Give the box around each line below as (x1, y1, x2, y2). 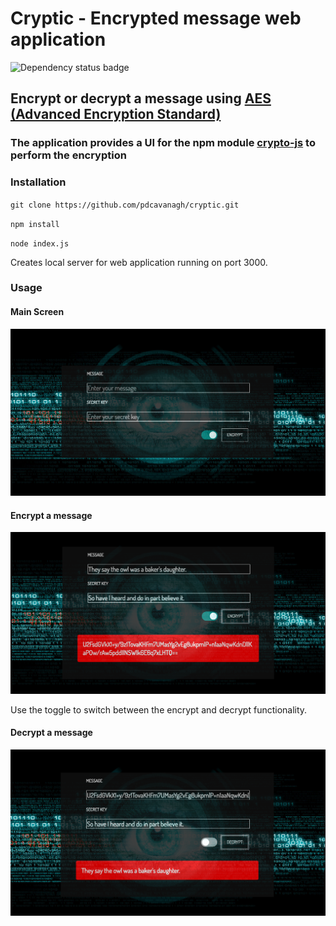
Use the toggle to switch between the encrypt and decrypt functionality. (10, 703, 308, 716)
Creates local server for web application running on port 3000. (10, 256, 268, 268)
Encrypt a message (10, 509, 93, 521)
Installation (10, 175, 67, 189)
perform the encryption (10, 148, 127, 162)
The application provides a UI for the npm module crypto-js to (10, 136, 316, 150)
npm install (10, 219, 60, 229)
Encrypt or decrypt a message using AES (10, 90, 272, 107)
